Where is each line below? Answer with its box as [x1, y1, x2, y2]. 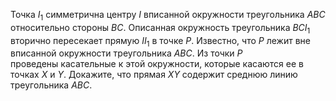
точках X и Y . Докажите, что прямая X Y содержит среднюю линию [10, 69, 298, 81]
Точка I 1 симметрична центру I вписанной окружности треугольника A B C [10, 9, 326, 23]
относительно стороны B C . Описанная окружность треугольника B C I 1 [10, 21, 311, 36]
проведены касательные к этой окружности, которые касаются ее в [10, 58, 304, 70]
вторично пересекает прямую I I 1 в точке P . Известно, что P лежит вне [10, 34, 311, 49]
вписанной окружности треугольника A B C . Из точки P [10, 47, 243, 59]
